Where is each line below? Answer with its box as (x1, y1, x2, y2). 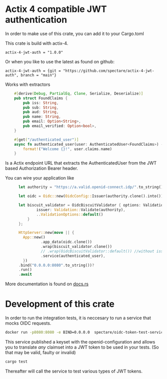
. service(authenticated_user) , (40, 253, 106, 258)
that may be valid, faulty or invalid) (5, 350, 76, 355)
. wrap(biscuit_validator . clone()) (40, 244, 112, 249)
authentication (5, 14, 67, 25)
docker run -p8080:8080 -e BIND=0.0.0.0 (5, 330, 90, 335)
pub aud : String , (23, 110, 59, 115)
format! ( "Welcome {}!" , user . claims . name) (23, 146, 112, 152)
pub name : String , (23, 114, 61, 119)
